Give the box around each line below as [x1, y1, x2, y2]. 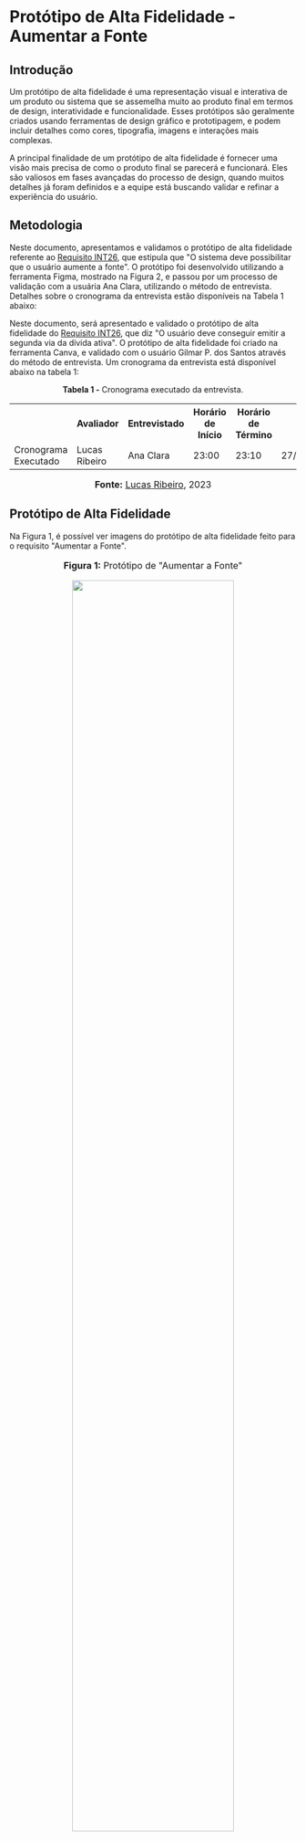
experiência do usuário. [9, 192, 98, 202]
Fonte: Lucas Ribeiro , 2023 [94, 477, 212, 490]
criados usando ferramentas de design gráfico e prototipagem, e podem [9, 116, 280, 126]
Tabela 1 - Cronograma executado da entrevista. [62, 383, 244, 394]
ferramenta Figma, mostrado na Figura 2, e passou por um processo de [9, 271, 278, 282]
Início [197, 428, 223, 441]
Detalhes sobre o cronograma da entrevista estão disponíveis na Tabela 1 [9, 290, 284, 301]
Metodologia [9, 217, 84, 234]
